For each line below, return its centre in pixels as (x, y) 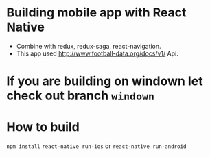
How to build (43, 127)
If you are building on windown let (105, 81)
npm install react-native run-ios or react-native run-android (96, 146)
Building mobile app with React (96, 13)
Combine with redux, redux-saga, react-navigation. (89, 46)
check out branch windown (81, 96)
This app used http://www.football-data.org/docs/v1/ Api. (97, 53)
